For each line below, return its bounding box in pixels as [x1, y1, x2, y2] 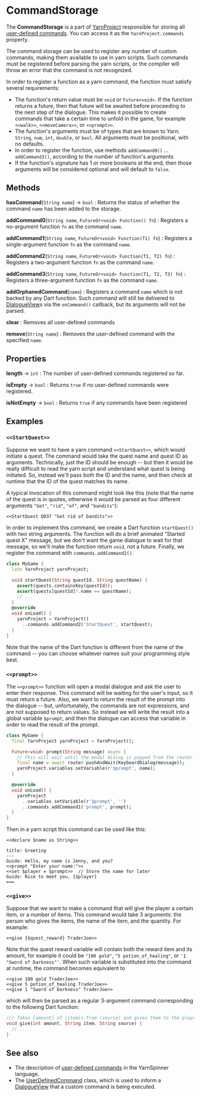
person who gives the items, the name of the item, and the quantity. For [6, 917, 182, 924]
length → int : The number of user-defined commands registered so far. [6, 370, 185, 377]
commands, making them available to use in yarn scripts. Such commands [6, 54, 189, 61]
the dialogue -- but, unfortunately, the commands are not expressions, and [6, 701, 189, 709]
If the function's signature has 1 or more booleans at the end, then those [14, 159, 192, 166]
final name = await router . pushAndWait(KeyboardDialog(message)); [17, 760, 185, 766]
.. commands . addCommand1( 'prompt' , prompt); [21, 804, 132, 810]
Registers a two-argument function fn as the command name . [6, 259, 155, 266]
